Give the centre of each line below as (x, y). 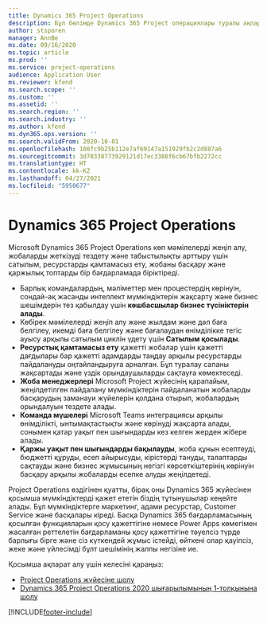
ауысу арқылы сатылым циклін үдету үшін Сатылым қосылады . (130, 338)
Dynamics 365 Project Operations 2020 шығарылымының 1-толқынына (138, 588)
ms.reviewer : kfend (41, 82)
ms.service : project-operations (62, 68)
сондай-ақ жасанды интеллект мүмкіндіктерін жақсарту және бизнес (139, 296)
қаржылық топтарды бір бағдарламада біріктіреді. (94, 272)
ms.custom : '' (32, 97)
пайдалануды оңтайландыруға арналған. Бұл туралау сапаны (124, 364)
